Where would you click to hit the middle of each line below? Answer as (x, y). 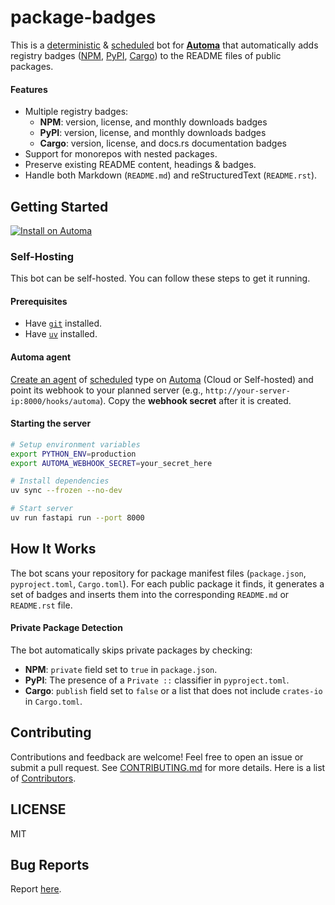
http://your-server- (247, 391)
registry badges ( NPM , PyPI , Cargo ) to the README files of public (146, 55)
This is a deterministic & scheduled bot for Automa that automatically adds (164, 45)
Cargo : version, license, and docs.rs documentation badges (163, 143)
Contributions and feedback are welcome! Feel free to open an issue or (157, 757)
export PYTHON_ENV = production (73, 454)
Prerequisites (39, 301)
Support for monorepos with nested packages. (121, 154)
